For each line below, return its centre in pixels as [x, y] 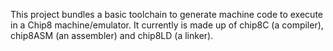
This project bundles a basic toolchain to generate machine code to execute [166, 14]
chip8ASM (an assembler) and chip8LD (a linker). [112, 35]
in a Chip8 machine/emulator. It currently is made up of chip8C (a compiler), [167, 25]
